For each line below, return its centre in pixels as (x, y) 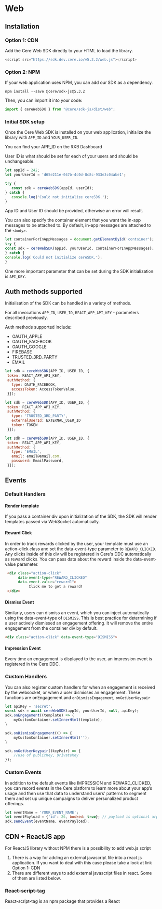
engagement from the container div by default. (51, 628)
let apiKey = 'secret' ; (29, 706)
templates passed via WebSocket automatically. (53, 522)
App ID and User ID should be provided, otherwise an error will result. (74, 211)
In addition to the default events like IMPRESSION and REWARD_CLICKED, (78, 783)
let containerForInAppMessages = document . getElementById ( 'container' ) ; (80, 239)
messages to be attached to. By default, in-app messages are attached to (78, 225)
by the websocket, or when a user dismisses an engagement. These (73, 692)
